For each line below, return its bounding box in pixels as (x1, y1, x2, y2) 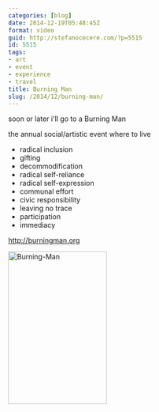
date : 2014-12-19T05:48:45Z (8, 19, 101, 27)
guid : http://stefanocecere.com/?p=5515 (8, 33, 143, 42)
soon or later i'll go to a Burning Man (8, 114, 127, 123)
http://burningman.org (8, 236, 80, 245)
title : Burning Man (8, 85, 72, 93)
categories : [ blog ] (8, 11, 72, 20)
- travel (8, 77, 37, 85)
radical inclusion (19, 145, 73, 154)
